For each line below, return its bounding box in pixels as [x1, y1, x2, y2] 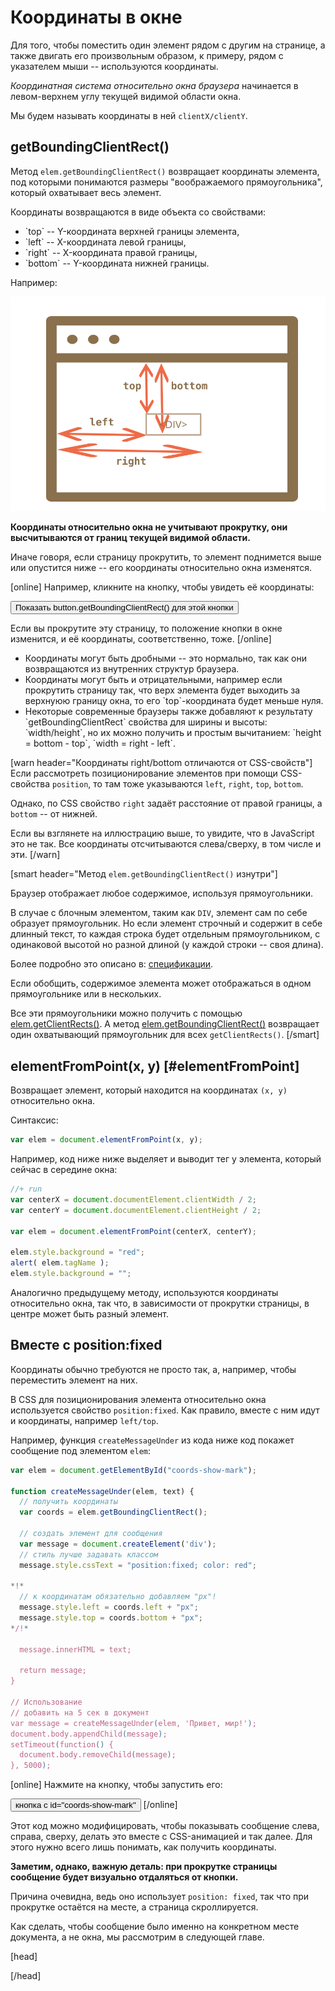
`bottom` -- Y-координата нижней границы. [24, 257, 210, 269]
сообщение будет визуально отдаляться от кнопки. [10, 1871, 239, 1883]
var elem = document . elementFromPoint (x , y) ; [10, 1135, 203, 1145]
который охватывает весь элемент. [10, 186, 162, 198]
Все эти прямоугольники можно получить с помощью [10, 1007, 243, 1020]
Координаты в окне [10, 6, 183, 29]
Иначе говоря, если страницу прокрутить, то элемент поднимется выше [10, 551, 322, 563]
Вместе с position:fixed [10, 1337, 163, 1354]
